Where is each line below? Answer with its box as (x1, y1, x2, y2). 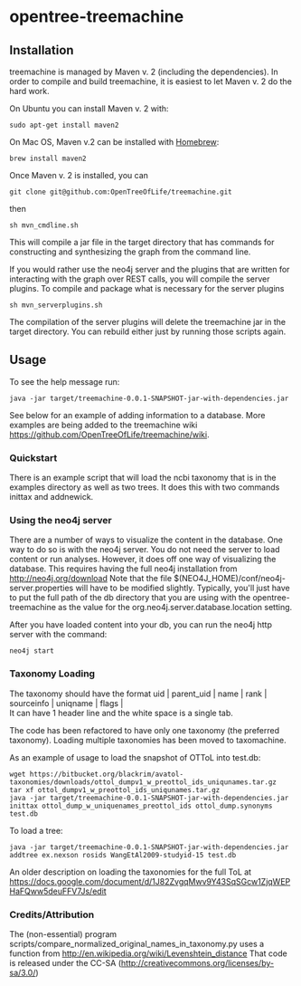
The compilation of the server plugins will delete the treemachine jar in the (9, 317, 287, 327)
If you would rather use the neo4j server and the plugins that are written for (9, 264, 290, 274)
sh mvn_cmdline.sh (9, 221, 79, 230)
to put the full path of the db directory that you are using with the (9, 592, 251, 603)
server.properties (9, 582, 74, 594)
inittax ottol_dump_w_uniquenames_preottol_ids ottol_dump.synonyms (9, 801, 273, 810)
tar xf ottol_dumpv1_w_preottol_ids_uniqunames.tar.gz (9, 785, 221, 794)
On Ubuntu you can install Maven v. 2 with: (9, 103, 169, 114)
